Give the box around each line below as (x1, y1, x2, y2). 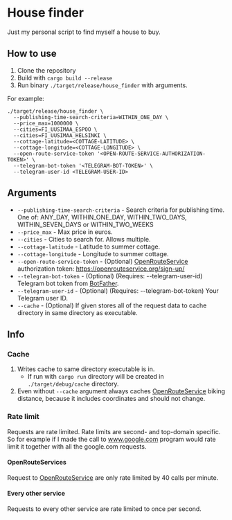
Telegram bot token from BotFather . (17, 279, 119, 287)
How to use (7, 48, 57, 60)
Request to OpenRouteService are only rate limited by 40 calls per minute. (7, 473, 219, 482)
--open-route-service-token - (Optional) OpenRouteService (17, 257, 188, 265)
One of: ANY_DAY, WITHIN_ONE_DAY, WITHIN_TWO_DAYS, (17, 213, 187, 221)
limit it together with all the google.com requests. (7, 442, 147, 451)
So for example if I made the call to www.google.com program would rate (7, 435, 216, 443)
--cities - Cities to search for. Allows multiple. (17, 235, 151, 243)
